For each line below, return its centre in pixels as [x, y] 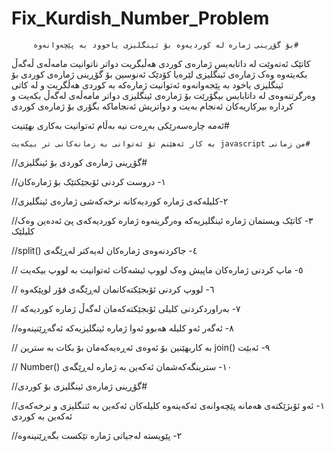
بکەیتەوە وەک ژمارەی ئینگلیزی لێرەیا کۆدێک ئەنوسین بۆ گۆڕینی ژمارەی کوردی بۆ [159, 74]
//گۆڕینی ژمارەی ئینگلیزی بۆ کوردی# [79, 386]
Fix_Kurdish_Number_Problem [140, 18]
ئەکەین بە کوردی [42, 416]
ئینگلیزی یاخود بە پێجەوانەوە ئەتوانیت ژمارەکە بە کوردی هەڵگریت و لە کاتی [147, 84]
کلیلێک [23, 231]
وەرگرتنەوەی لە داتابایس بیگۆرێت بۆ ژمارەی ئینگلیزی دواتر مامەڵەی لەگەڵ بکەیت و [163, 95]
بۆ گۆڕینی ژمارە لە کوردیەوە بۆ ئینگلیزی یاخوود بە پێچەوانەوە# [166, 45]
